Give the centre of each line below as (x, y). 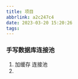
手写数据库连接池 (30, 50)
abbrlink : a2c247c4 (30, 17)
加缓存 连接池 (31, 64)
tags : (13, 28)
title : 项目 (20, 12)
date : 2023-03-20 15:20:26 (39, 23)
